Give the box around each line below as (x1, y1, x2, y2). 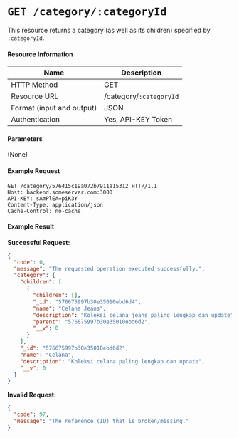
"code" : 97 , (14, 411, 50, 418)
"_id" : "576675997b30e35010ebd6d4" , (33, 298, 142, 306)
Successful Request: (7, 238, 70, 246)
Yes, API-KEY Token (104, 115, 173, 125)
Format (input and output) (11, 103, 97, 113)
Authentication (11, 115, 60, 125)
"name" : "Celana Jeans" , (33, 305, 107, 312)
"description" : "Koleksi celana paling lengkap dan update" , (20, 358, 205, 365)
